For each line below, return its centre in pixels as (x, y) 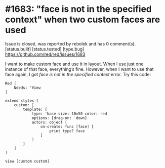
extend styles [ (22, 101)
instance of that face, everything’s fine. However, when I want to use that (80, 69)
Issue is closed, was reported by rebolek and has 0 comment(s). (70, 43)
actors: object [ (49, 122)
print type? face (67, 131)
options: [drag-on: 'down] (59, 118)
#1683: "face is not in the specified (79, 9)
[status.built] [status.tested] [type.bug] (45, 49)
